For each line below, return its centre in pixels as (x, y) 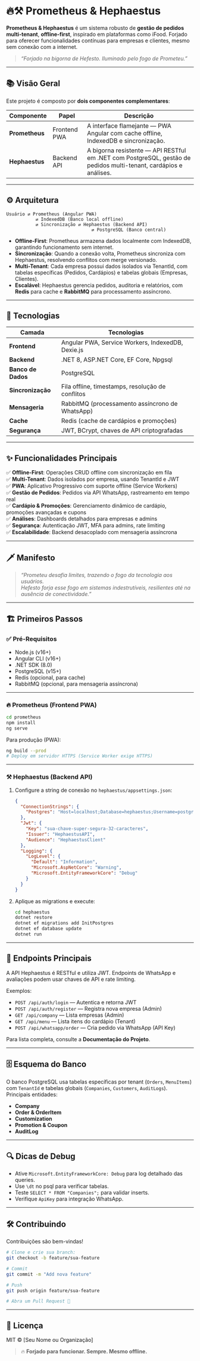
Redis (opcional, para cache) (50, 677)
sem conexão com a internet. (42, 47)
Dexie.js (73, 350)
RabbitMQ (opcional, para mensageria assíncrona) (76, 684)
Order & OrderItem (38, 1112)
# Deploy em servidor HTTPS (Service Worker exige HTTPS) (79, 756)
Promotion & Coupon (41, 1125)
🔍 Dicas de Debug (41, 1156)
